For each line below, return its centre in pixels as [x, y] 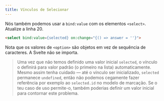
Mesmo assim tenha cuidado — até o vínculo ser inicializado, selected [88, 72]
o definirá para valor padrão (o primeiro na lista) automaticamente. [84, 67]
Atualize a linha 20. [24, 29]
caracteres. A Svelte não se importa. [42, 52]
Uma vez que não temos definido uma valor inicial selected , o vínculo [87, 62]
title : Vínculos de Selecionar [37, 10]
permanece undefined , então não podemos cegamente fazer [78, 77]
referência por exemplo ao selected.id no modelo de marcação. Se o [87, 83]
